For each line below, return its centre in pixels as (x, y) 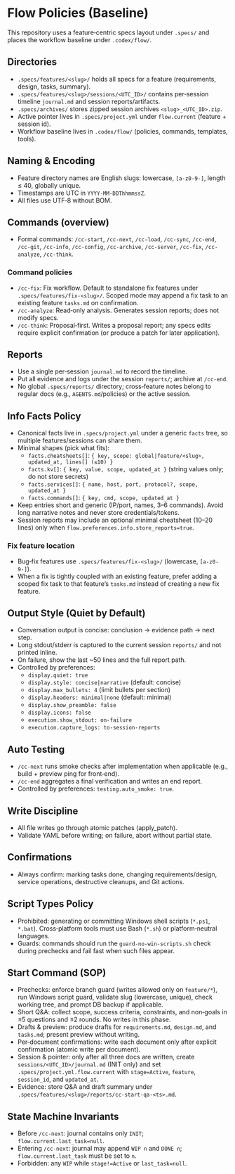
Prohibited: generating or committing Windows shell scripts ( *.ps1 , (114, 921)
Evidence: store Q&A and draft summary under (85, 1087)
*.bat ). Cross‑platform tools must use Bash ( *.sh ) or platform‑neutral (117, 928)
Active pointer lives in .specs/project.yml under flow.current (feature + (122, 116)
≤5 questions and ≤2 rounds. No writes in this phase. (94, 1020)
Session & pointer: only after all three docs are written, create (106, 1057)
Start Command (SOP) (57, 973)
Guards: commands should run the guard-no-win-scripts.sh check (114, 943)
